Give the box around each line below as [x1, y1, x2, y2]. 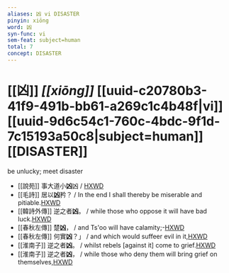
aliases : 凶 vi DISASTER [7, 10, 80, 18]
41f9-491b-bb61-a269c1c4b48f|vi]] [7, 99, 223, 114]
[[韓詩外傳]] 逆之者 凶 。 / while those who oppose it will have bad [17, 206, 208, 215]
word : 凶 [7, 23, 32, 30]
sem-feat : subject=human [7, 37, 81, 44]
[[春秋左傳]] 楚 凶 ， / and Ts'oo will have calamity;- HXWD [17, 223, 185, 231]
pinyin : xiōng [7, 17, 50, 24]
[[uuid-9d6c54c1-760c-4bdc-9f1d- [7, 113, 220, 130]
